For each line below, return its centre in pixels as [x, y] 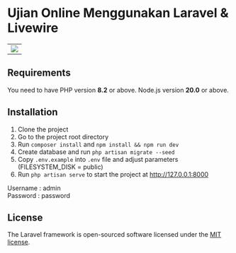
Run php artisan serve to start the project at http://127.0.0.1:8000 [113, 174]
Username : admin [34, 188]
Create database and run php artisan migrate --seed [96, 152]
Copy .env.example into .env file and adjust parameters [98, 159]
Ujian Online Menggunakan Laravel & [118, 13]
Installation [33, 112]
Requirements [39, 73]
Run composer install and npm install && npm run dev [98, 144]
